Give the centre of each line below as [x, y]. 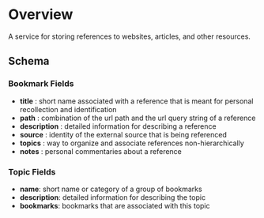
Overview [41, 15]
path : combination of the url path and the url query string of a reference [138, 118]
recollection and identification [68, 109]
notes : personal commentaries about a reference [100, 151]
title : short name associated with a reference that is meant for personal [136, 101]
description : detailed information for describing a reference [118, 126]
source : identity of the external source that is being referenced [123, 134]
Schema [29, 61]
